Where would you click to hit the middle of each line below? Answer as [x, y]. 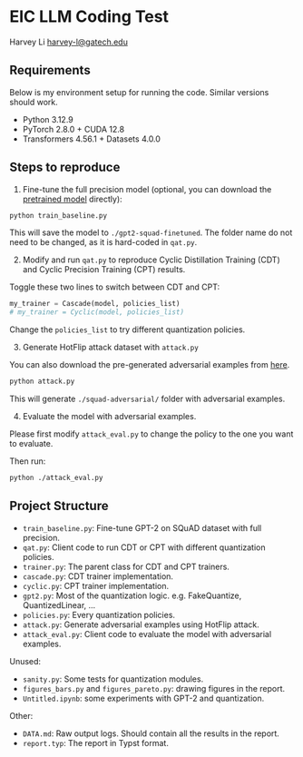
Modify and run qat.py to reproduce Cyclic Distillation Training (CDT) [151, 260]
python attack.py [42, 382]
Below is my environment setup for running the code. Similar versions [139, 92]
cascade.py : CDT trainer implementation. [98, 576]
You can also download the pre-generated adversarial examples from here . [150, 365]
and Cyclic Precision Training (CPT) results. [104, 270]
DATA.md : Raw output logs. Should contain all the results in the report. [151, 733]
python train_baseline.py [58, 215]
